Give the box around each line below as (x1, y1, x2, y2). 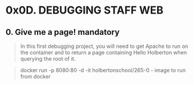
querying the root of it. (20, 55, 76, 62)
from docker (20, 73, 51, 80)
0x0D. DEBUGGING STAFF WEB (5, 4, 164, 17)
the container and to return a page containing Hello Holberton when (20, 49, 187, 56)
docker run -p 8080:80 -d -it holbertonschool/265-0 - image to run (20, 67, 186, 74)
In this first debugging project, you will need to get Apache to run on (20, 42, 189, 50)
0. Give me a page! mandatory (5, 27, 120, 37)
